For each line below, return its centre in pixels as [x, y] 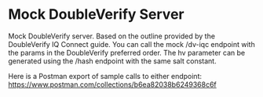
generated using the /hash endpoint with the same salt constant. [113, 61]
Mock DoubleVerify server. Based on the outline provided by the [112, 36]
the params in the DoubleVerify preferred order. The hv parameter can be [127, 52]
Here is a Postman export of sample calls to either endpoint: [105, 76]
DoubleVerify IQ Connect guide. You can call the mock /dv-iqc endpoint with [131, 44]
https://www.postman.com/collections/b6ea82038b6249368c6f [113, 84]
